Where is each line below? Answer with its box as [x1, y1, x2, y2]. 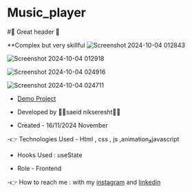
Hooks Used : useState [17, 150, 83, 159]
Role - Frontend [17, 164, 62, 172]
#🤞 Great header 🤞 [7, 28, 60, 36]
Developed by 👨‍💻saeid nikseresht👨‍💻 [17, 108, 121, 116]
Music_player [7, 5, 86, 21]
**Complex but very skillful [7, 41, 85, 49]
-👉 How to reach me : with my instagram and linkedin [7, 178, 161, 186]
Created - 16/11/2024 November [17, 121, 108, 129]
